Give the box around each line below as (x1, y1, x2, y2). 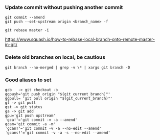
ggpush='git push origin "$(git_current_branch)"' (5, 92, 111, 96)
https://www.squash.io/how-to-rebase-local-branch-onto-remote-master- (5, 36, 155, 43)
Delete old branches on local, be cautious (5, 54, 106, 61)
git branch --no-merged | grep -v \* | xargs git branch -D (5, 65, 131, 70)
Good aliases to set (5, 76, 51, 83)
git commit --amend (5, 15, 45, 20)
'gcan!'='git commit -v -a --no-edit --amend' (5, 126, 102, 131)
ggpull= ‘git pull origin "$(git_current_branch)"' (5, 96, 113, 101)
